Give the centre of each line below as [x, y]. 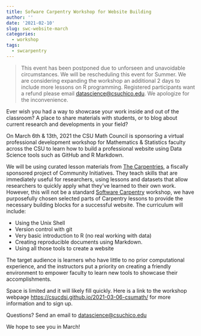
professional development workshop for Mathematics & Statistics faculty [96, 142]
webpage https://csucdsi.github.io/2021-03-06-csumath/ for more [88, 297]
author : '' [20, 17]
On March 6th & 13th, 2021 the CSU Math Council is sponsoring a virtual [95, 136]
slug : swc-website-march [37, 28]
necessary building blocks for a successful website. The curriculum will [94, 205]
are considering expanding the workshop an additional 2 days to [100, 80]
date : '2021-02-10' [31, 23]
